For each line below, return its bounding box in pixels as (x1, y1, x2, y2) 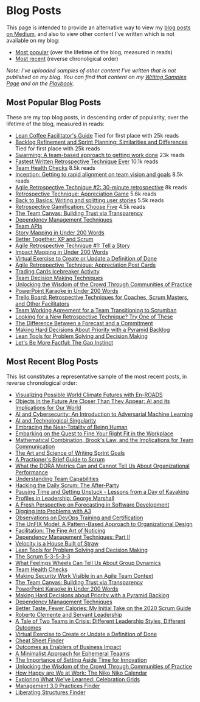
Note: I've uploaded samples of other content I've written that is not (6, 66, 176, 74)
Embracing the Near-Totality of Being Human (15, 423, 128, 430)
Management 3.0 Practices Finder (15, 682, 100, 689)
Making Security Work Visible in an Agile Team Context (15, 572, 154, 579)
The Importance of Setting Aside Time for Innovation (15, 656, 147, 664)
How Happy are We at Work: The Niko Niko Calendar (15, 669, 148, 676)
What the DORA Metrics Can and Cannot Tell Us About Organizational (15, 462, 190, 469)
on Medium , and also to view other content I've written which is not (6, 30, 175, 37)
